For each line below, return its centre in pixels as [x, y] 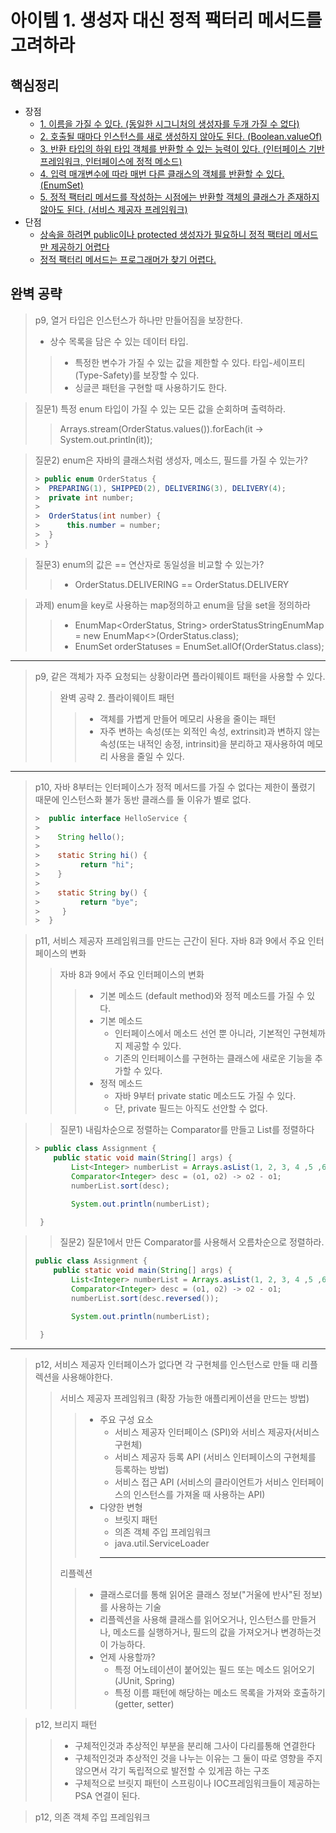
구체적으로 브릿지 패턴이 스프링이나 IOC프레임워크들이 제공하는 [197, 1783]
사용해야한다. [87, 1377]
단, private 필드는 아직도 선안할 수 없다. [191, 1108]
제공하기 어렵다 [80, 247]
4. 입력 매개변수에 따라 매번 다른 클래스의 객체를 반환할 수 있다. [162, 174]
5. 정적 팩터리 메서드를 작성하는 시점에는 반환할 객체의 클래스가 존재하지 [179, 197]
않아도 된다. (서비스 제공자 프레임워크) [113, 209]
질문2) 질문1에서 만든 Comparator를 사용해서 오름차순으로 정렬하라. [192, 1242]
